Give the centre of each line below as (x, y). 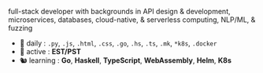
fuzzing (20, 28)
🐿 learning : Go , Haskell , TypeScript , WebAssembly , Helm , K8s (126, 60)
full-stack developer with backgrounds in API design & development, (119, 11)
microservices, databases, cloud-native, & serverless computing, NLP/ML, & (132, 20)
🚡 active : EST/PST (50, 51)
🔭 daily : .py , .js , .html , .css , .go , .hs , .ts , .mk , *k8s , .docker (118, 43)
